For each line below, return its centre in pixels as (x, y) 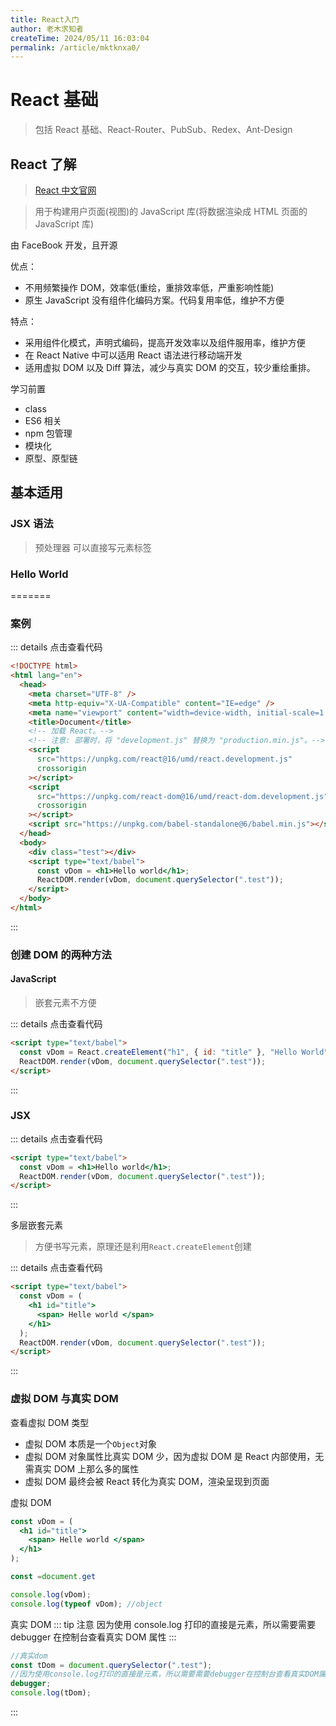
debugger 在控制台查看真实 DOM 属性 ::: (93, 1637)
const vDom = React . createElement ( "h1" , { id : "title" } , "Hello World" (174, 1052)
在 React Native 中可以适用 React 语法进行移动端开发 (133, 355)
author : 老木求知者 (47, 29)
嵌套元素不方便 (65, 1003)
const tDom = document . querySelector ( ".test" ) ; (111, 1665)
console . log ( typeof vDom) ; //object (86, 1604)
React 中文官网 (65, 190)
